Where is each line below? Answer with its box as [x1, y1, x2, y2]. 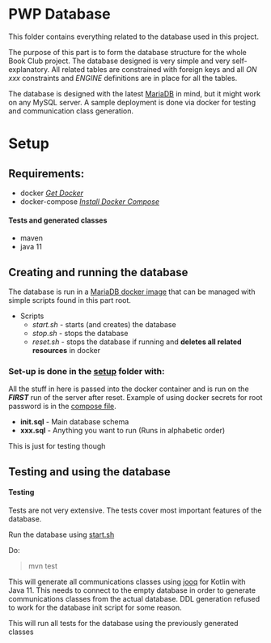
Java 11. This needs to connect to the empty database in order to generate [8, 585, 256, 595]
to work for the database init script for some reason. [8, 603, 182, 612]
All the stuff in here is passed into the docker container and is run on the [8, 384, 249, 394]
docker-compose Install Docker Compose [19, 196, 160, 207]
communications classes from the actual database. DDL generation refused [8, 594, 260, 603]
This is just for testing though [8, 441, 106, 451]
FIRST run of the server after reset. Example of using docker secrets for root [8, 393, 263, 402]
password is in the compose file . [8, 402, 117, 411]
